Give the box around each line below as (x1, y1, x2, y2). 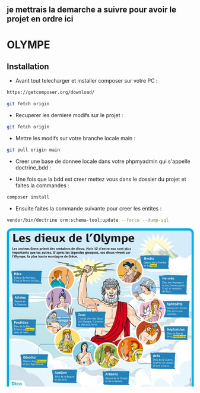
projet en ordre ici (7, 14, 74, 24)
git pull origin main (7, 147, 61, 153)
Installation (7, 61, 49, 71)
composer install (7, 194, 50, 200)
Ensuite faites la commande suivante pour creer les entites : (15, 205, 162, 212)
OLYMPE (7, 38, 50, 51)
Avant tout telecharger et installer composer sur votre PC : (15, 77, 158, 84)
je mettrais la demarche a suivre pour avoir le (7, 5, 177, 15)
